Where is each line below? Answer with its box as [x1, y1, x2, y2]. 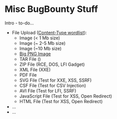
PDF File [19, 72, 37, 78]
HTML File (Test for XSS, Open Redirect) [19, 98, 103, 104]
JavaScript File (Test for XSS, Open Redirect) [19, 93, 112, 99]
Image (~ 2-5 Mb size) [19, 40, 66, 46]
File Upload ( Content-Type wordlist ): [11, 29, 87, 35]
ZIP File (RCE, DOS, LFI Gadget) [19, 61, 85, 67]
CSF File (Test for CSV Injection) [19, 82, 86, 88]
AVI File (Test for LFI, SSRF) [19, 88, 76, 94]
